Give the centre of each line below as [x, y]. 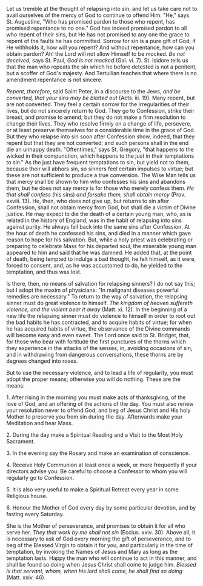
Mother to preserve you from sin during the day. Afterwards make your [95, 417]
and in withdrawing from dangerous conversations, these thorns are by [95, 355]
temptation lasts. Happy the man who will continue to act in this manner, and [101, 558]
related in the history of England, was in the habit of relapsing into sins [94, 220]
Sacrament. [21, 441]
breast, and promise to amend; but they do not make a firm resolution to [96, 117]
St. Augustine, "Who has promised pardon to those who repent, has [91, 22]
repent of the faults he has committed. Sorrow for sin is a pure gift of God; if [101, 41]
